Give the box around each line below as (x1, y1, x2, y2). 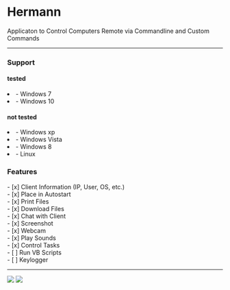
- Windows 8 (16, 143, 52, 151)
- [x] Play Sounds (7, 234, 56, 242)
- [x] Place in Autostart (7, 190, 71, 198)
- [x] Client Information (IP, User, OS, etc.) (7, 182, 125, 191)
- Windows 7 (16, 90, 52, 98)
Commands (7, 34, 40, 42)
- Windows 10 (16, 97, 55, 106)
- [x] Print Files (7, 197, 49, 206)
